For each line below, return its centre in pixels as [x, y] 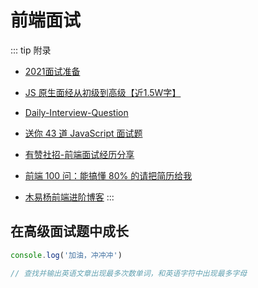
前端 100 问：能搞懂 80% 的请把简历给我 [108, 175]
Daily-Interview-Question [76, 112]
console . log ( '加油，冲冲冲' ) [66, 255]
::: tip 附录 [31, 50]
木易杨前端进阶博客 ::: [69, 197]
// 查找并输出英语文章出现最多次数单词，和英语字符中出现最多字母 [129, 273]
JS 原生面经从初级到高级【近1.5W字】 [103, 92]
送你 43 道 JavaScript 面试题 [83, 133]
